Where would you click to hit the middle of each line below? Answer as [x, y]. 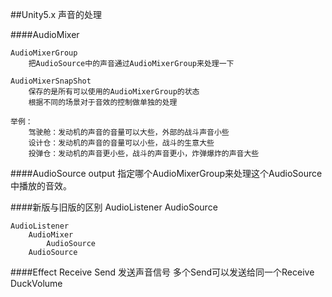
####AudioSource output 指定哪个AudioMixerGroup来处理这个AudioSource [166, 173]
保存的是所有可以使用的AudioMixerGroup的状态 [114, 92]
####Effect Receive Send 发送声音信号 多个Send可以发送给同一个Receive [162, 272]
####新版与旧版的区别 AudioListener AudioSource [114, 207]
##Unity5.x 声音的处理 [56, 14]
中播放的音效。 [41, 186]
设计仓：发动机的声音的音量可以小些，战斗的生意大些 [121, 143]
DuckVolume [36, 283]
